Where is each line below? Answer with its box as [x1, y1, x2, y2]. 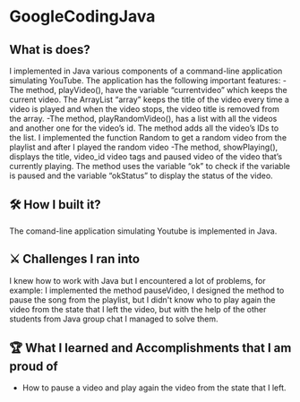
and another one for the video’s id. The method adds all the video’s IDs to [9, 123, 279, 133]
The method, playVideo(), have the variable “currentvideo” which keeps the [9, 85, 288, 95]
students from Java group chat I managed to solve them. [9, 313, 219, 324]
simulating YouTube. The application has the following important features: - [9, 75, 287, 86]
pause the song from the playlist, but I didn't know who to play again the [9, 294, 276, 305]
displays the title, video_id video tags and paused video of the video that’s [9, 151, 283, 162]
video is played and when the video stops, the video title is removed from [9, 104, 279, 114]
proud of [9, 359, 58, 374]
